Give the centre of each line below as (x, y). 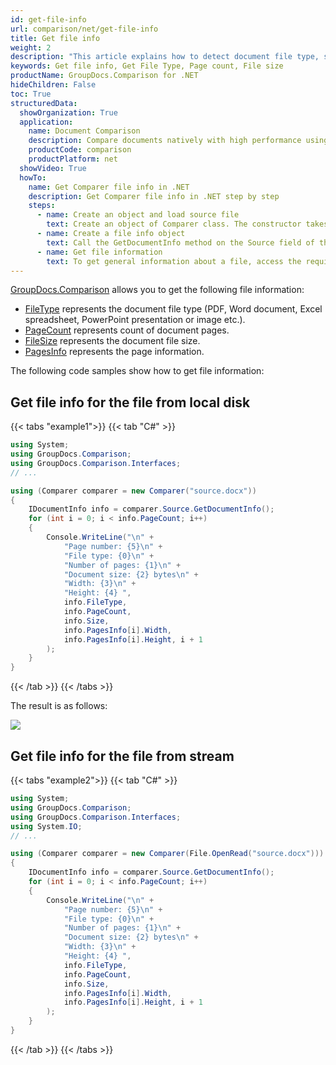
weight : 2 (31, 47)
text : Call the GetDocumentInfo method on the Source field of (180, 242)
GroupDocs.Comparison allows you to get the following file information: (157, 290)
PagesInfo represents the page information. (114, 352)
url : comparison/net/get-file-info (84, 29)
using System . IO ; (46, 826)
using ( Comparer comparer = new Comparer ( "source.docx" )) (133, 491)
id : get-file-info (48, 19)
